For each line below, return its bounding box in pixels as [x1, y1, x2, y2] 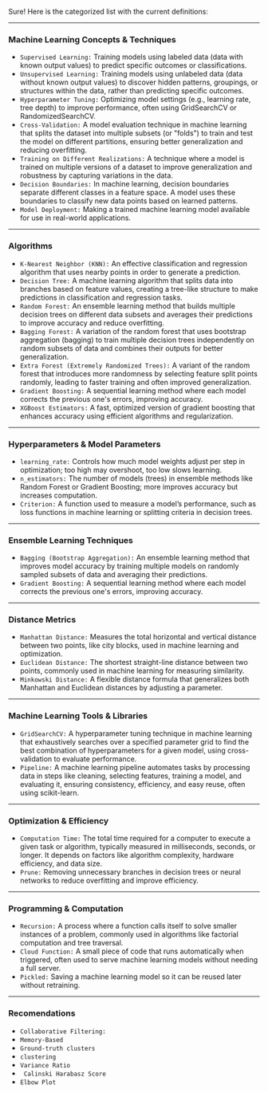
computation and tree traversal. [19, 938, 124, 948]
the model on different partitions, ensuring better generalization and [19, 137, 243, 147]
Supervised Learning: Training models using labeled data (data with [19, 52, 243, 62]
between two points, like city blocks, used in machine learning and [19, 641, 239, 651]
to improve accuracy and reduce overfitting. [19, 318, 165, 328]
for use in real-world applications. [19, 213, 132, 222]
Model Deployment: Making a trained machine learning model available [19, 205, 250, 214]
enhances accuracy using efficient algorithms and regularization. [19, 411, 234, 421]
